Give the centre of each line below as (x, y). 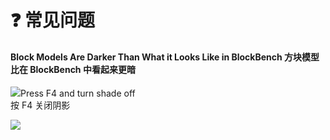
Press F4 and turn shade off (78, 93)
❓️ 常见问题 (53, 20)
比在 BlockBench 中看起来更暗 (73, 69)
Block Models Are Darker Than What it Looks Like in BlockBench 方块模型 (165, 57)
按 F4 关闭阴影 (40, 105)
